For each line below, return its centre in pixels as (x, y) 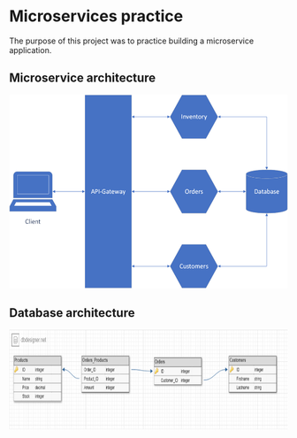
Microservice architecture (83, 78)
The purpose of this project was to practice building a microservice (132, 41)
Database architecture (72, 313)
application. (30, 50)
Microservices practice (96, 16)
